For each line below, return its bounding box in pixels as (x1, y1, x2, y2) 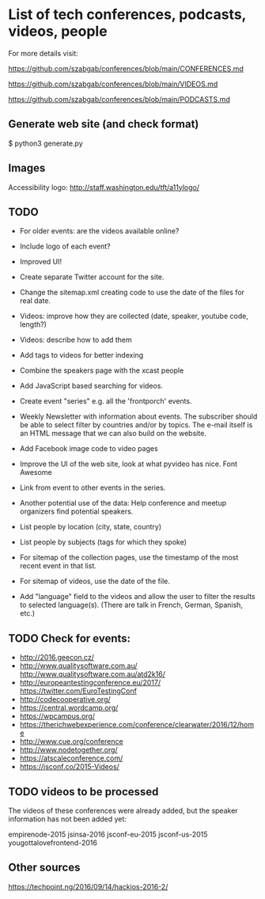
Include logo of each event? (19, 241, 111, 251)
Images (8, 161, 46, 175)
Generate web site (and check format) (8, 117, 199, 131)
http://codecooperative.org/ (19, 695, 111, 704)
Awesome (19, 468, 53, 477)
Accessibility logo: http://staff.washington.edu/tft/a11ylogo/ (8, 182, 200, 192)
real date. (19, 296, 51, 305)
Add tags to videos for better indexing (19, 351, 144, 360)
